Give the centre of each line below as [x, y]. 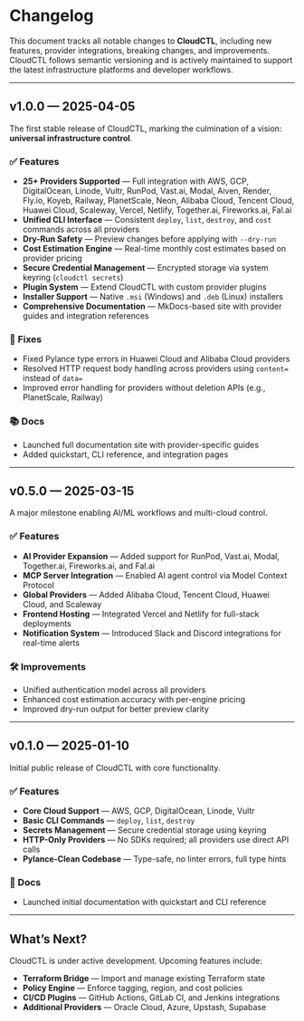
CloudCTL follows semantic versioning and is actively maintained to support [151, 60]
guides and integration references [85, 316]
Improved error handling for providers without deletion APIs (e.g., [144, 388]
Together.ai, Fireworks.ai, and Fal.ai [89, 566]
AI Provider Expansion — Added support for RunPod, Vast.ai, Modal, [151, 556]
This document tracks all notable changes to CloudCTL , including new [141, 41]
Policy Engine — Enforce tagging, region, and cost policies [132, 988]
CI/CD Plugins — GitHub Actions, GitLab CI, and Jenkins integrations [151, 997]
